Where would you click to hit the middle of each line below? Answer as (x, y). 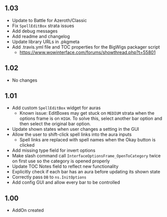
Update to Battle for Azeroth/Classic (49, 20)
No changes (25, 80)
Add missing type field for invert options (54, 150)
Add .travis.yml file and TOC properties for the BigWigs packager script (86, 47)
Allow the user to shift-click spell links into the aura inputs (72, 134)
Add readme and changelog (41, 36)
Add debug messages (35, 31)
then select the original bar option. (55, 124)
